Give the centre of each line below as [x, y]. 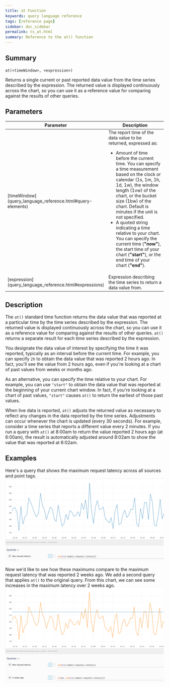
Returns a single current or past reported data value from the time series [80, 80]
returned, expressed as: [133, 143]
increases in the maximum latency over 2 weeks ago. [60, 585]
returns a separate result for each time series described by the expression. [83, 338]
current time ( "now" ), [138, 244]
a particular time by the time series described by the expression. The [76, 322]
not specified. [130, 217]
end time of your [133, 260]
